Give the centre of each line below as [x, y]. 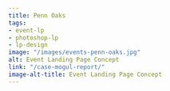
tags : [17, 23]
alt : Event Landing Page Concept [64, 60]
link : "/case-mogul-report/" [57, 67]
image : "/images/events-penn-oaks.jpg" [75, 52]
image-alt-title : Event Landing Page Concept [85, 74]
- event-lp [26, 30]
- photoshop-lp [34, 38]
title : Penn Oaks [37, 15]
